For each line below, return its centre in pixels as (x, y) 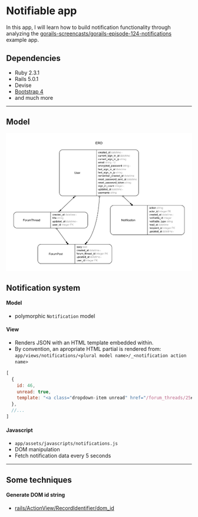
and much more (34, 97)
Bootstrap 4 (29, 91)
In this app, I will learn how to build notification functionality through (88, 27)
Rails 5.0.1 (27, 79)
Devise (23, 85)
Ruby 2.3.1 (27, 73)
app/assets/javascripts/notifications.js (66, 444)
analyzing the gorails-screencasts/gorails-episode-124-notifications (89, 33)
